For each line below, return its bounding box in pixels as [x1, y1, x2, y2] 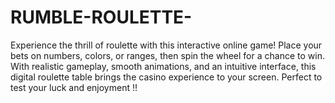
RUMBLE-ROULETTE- [10, 6, 193, 29]
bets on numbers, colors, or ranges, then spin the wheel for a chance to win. [10, 49, 325, 61]
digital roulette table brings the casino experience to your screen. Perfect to [10, 71, 323, 83]
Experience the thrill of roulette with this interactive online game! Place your [10, 39, 323, 51]
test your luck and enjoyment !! [10, 81, 138, 93]
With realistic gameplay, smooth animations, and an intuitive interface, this [10, 60, 317, 72]
